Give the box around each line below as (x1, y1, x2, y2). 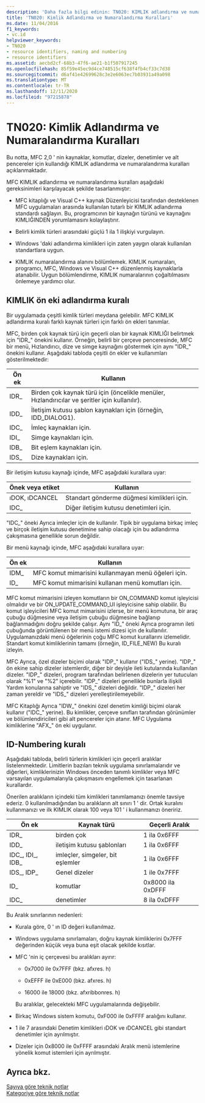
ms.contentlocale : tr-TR (6, 83, 70, 89)
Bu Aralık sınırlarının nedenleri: (6, 911, 84, 919)
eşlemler (56, 858, 81, 867)
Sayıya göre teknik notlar (6, 1083, 69, 1090)
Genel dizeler (56, 868, 94, 877)
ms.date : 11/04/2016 (6, 20, 59, 26)
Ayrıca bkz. (6, 1066, 51, 1077)
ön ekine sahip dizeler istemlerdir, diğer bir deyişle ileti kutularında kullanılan (6, 664, 198, 671)
